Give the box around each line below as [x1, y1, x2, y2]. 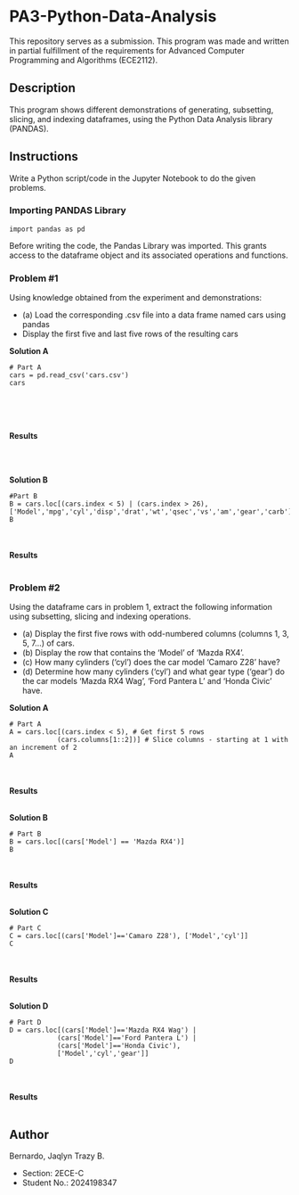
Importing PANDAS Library [9, 204, 126, 217]
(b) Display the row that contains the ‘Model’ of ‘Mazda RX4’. [21, 647, 245, 658]
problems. [9, 182, 46, 193]
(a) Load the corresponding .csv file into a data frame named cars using [21, 309, 287, 320]
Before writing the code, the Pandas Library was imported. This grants [9, 240, 267, 251]
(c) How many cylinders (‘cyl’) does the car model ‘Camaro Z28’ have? [21, 657, 280, 668]
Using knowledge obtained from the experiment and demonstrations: [9, 293, 263, 303]
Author [9, 1126, 49, 1142]
